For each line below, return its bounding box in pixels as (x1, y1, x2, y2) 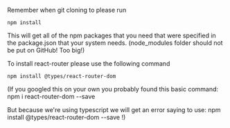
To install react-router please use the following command (7, 60, 170, 68)
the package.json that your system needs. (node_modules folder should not (7, 39, 223, 47)
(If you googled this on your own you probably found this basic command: (7, 85, 219, 93)
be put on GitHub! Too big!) (7, 46, 85, 54)
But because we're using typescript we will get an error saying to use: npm (7, 106, 221, 113)
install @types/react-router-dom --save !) (7, 113, 126, 121)
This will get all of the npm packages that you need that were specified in (7, 31, 216, 39)
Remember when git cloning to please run (7, 6, 127, 14)
